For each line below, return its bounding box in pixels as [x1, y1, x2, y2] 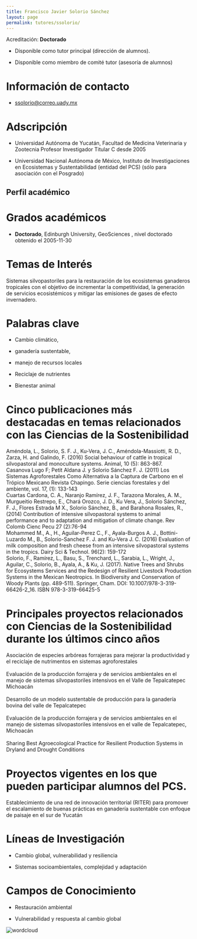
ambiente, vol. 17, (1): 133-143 [6, 485, 78, 492]
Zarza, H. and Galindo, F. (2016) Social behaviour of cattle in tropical [6, 454, 172, 461]
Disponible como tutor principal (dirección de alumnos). [14, 47, 150, 55]
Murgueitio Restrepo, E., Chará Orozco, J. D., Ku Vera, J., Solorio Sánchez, [6, 498, 187, 505]
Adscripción [6, 120, 68, 133]
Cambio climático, [14, 336, 59, 344]
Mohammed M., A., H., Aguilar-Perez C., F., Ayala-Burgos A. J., [6, 530, 159, 537]
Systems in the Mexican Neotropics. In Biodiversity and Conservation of [6, 573, 181, 581]
